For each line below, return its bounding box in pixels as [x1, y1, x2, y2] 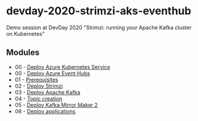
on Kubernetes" [6, 30, 45, 37]
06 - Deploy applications [14, 107, 76, 114]
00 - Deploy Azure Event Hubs [14, 70, 91, 77]
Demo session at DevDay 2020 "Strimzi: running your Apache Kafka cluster [6, 24, 192, 31]
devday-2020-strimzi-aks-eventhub [6, 4, 191, 18]
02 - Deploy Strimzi [14, 82, 63, 89]
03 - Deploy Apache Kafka [14, 88, 81, 96]
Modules [6, 48, 40, 58]
